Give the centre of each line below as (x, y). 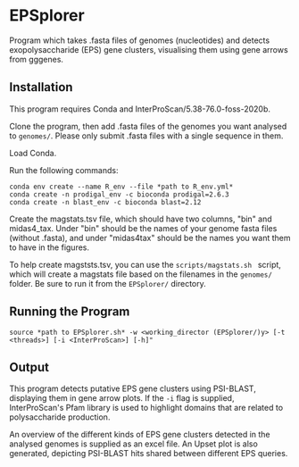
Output (29, 367)
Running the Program (70, 312)
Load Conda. (33, 153)
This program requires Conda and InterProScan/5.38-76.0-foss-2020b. (140, 109)
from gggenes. (37, 59)
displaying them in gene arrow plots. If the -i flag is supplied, (122, 398)
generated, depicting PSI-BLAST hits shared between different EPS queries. (149, 454)
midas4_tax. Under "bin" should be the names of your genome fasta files (143, 228)
